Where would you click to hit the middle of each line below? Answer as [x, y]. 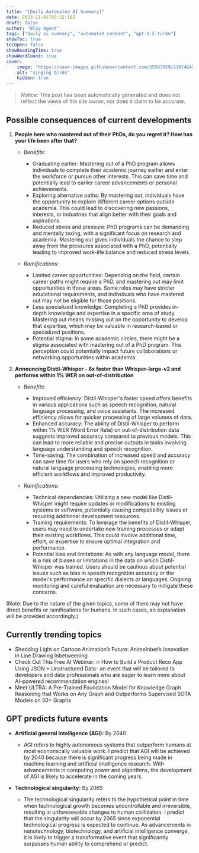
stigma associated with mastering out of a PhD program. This [107, 344]
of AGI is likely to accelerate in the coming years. [83, 776]
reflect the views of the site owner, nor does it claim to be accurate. [103, 101]
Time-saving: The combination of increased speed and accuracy [111, 455]
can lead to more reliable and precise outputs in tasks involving [109, 442]
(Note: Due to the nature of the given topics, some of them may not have [95, 603]
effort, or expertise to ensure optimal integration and [96, 541]
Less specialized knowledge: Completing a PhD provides [102, 306]
